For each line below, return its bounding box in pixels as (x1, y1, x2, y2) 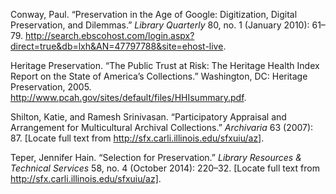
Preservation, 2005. (10, 81, 92, 93)
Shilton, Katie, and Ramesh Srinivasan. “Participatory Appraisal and (10, 111, 287, 123)
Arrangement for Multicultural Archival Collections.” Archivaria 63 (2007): (10, 122, 314, 133)
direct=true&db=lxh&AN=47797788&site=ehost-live (10, 40, 224, 52)
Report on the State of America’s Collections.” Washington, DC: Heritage (10, 70, 308, 82)
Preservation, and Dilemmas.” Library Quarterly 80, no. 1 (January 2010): (10, 19, 310, 31)
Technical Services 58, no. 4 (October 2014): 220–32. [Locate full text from (10, 162, 320, 174)
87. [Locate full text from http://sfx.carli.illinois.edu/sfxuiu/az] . (10, 132, 265, 144)
